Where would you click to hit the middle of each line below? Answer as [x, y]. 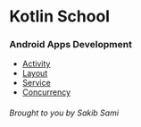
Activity [36, 63]
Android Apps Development [70, 45]
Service [36, 83]
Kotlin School [59, 17]
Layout [35, 73]
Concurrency [46, 92]
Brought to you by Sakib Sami [64, 113]
